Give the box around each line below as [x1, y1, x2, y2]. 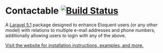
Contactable [5, 5, 59, 17]
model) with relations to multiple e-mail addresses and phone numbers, [5, 27, 156, 33]
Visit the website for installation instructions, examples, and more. [5, 42, 144, 48]
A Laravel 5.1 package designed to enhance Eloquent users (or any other [5, 22, 158, 28]
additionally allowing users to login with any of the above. [5, 32, 126, 38]
